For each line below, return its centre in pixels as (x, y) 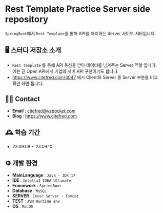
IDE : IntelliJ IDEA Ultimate (41, 180)
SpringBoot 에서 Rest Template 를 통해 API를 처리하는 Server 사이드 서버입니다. (81, 33)
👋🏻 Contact (23, 99)
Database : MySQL (30, 191)
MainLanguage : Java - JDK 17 (44, 175)
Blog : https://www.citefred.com (44, 116)
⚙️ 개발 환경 (21, 163)
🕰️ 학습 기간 (22, 132)
